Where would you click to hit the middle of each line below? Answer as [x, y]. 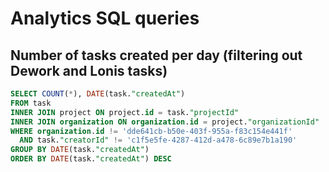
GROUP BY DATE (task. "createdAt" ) [80, 150]
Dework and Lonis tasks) [89, 70]
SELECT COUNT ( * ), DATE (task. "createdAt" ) [98, 94]
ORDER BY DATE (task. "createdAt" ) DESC [91, 159]
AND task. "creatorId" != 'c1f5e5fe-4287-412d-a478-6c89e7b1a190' [158, 140]
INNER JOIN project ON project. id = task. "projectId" [125, 112]
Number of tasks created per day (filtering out [156, 55]
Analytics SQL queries [105, 18]
